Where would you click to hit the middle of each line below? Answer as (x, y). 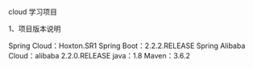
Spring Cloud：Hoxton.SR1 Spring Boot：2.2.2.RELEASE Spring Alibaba (127, 46)
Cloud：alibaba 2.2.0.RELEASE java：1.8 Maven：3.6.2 (100, 56)
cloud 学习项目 (33, 12)
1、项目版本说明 (35, 29)
